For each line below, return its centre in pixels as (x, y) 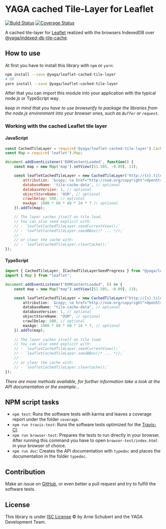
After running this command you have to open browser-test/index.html (85, 441)
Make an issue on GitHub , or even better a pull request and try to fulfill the (81, 484)
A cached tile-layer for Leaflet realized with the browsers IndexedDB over (80, 32)
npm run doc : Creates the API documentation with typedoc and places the (86, 451)
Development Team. (25, 522)
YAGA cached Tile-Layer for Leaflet (80, 9)
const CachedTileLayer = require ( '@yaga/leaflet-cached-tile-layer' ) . (79, 148)
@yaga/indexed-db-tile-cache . (37, 38)
